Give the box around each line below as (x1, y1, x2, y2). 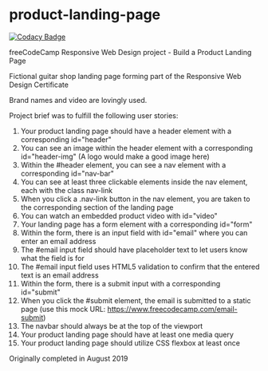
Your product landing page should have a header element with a (20, 126, 232, 136)
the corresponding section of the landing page (20, 202, 174, 212)
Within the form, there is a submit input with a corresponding (20, 278, 221, 288)
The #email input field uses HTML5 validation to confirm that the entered (20, 262, 260, 271)
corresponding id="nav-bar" (20, 168, 115, 178)
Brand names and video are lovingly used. (9, 95, 148, 105)
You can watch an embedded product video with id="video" (20, 211, 218, 220)
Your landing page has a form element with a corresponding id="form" (20, 219, 253, 229)
